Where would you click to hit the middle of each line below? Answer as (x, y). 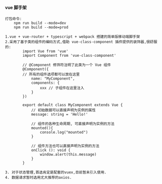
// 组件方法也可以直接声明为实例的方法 (65, 146)
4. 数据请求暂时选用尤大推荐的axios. (38, 178)
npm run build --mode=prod (41, 27)
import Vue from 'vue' (45, 51)
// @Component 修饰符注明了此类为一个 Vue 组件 (67, 65)
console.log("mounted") (64, 133)
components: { (45, 83)
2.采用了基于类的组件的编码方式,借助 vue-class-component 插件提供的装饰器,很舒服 (81, 42)
